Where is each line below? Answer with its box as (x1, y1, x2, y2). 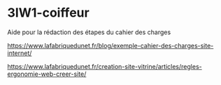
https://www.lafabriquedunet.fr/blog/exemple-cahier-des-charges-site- (7, 41, 214, 49)
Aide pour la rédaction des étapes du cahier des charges (7, 28, 171, 36)
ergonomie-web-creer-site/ (7, 70, 87, 78)
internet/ (7, 49, 32, 57)
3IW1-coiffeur (7, 5, 90, 21)
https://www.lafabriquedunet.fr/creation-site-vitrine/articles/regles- (7, 62, 202, 70)
